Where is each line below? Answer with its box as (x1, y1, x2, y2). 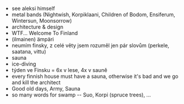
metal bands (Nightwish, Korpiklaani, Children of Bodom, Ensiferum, (11, 11, 175, 18)
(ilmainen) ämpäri (11, 36, 54, 42)
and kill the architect (11, 79, 61, 86)
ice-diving (11, 60, 36, 67)
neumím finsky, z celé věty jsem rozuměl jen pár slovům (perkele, (11, 42, 169, 49)
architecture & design (11, 23, 64, 30)
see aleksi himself (11, 5, 55, 12)
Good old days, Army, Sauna (11, 85, 81, 92)
